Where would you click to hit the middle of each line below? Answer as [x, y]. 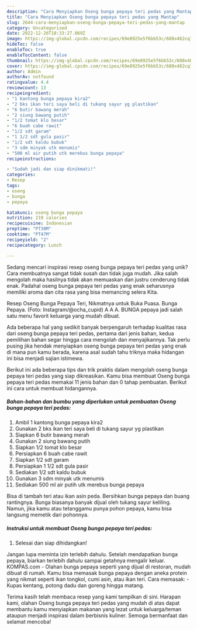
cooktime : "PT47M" [29, 234]
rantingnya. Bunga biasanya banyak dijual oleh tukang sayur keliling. [89, 502]
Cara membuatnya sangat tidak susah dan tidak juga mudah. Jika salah [92, 273]
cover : [15, 66]
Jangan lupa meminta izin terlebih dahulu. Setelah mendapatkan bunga [92, 554]
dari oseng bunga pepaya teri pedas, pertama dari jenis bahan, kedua [90, 333]
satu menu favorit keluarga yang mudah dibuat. [63, 316]
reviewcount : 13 [26, 88]
